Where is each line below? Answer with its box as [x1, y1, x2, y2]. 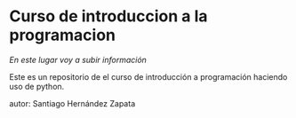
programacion [9, 25, 116, 45]
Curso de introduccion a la [9, 6, 208, 27]
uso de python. [9, 81, 65, 91]
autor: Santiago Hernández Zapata [9, 98, 136, 108]
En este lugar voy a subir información [9, 54, 147, 65]
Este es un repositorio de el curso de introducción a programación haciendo [9, 71, 288, 82]
